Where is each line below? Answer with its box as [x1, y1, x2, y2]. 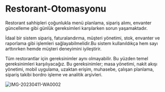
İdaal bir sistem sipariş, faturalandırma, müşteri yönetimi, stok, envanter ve [5, 35, 160, 41]
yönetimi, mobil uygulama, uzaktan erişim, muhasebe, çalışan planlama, [5, 66, 154, 72]
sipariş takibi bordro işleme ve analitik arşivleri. [5, 71, 102, 77]
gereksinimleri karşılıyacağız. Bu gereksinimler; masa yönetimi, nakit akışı [5, 61, 157, 67]
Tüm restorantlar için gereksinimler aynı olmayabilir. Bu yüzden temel [5, 55, 148, 61]
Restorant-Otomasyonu [5, 3, 106, 15]
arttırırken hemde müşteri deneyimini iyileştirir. [5, 45, 102, 52]
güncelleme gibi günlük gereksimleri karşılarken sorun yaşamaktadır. [5, 25, 148, 31]
